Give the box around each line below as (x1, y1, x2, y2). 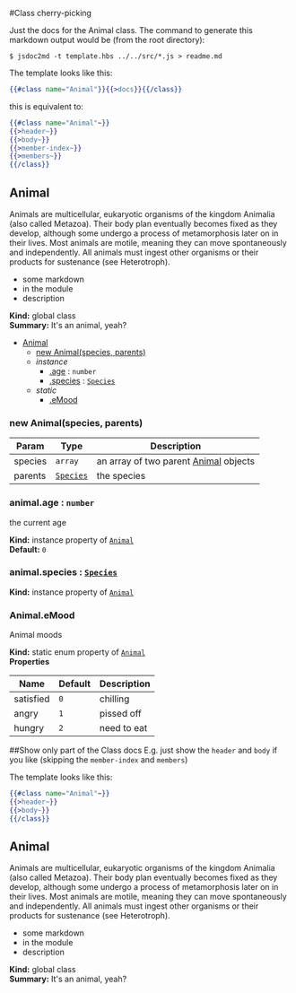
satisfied (13, 692, 50, 705)
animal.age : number (9, 497, 95, 510)
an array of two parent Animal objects (96, 455, 256, 467)
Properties (9, 657, 50, 667)
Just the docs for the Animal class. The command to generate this (9, 25, 253, 35)
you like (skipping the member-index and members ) (9, 754, 188, 765)
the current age (9, 517, 67, 527)
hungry (13, 722, 45, 735)
